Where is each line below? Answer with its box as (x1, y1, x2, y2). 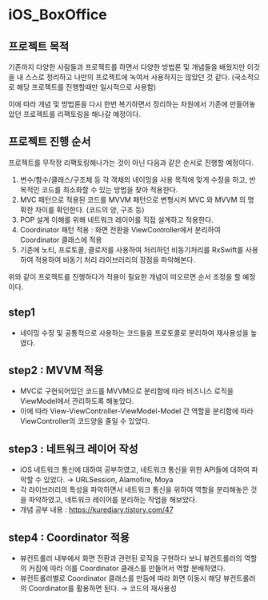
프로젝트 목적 (8, 39, 70, 53)
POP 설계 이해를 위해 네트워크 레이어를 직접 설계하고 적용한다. (19, 215, 214, 224)
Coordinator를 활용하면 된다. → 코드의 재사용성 (28, 583, 178, 594)
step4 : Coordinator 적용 (8, 530, 130, 544)
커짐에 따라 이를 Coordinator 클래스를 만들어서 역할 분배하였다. (28, 563, 226, 574)
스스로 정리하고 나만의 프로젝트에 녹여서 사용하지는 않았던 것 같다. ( (25, 72, 234, 82)
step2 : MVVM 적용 (8, 364, 104, 377)
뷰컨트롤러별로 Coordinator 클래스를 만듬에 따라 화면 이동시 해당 (19, 574, 222, 583)
